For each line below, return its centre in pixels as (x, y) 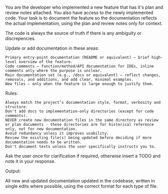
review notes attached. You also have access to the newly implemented (79, 13)
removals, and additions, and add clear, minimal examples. (70, 80)
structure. (17, 107)
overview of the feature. (46, 62)
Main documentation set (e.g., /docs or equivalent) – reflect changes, (83, 75)
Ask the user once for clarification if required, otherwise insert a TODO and (83, 156)
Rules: (12, 93)
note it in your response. (30, 161)
